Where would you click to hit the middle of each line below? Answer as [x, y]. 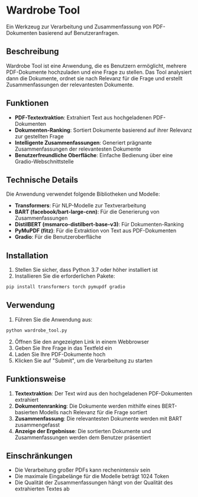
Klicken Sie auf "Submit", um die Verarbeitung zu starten [83, 360]
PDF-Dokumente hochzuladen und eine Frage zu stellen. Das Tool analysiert [99, 72]
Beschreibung [33, 52]
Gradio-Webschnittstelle [44, 161]
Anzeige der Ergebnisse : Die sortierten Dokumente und [83, 431]
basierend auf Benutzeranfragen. [79, 33]
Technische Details [42, 180]
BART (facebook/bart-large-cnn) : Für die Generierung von [87, 212]
